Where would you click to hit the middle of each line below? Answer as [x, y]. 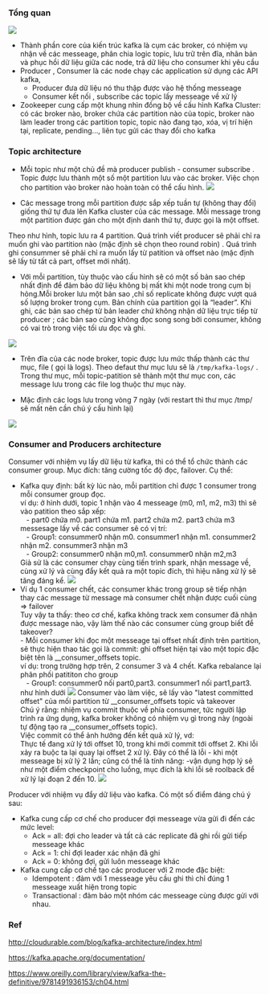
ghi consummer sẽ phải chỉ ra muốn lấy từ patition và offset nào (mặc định [131, 252]
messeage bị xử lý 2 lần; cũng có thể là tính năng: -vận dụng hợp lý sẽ [136, 761]
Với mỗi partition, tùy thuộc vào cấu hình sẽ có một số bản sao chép [132, 276]
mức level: [37, 827]
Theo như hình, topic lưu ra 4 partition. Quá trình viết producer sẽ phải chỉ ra [134, 235]
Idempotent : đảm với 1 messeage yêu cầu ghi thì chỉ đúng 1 [130, 878]
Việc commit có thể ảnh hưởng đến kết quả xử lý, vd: [107, 735]
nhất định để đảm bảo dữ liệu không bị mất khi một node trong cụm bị [135, 285]
